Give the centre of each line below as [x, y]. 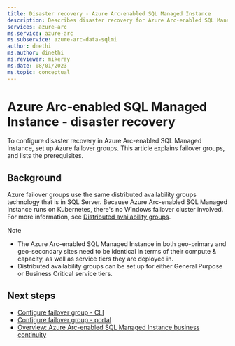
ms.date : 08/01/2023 [37, 66]
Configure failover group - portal [64, 320]
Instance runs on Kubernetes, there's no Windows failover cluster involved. [115, 210]
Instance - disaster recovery [92, 121]
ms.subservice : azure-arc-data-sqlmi [62, 40]
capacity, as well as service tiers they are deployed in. [95, 259]
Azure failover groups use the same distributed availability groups [102, 195]
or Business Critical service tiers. [65, 274]
